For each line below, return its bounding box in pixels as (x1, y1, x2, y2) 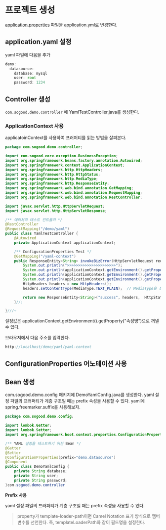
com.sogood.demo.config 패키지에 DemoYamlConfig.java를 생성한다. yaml (5, 392, 154, 398)
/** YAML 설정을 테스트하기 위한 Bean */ (5, 441, 82, 446)
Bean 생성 (5, 378, 35, 386)
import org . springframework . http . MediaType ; (5, 177, 98, 181)
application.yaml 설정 (5, 38, 72, 46)
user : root (14, 75, 37, 81)
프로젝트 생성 (5, 4, 55, 16)
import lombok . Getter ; (5, 423, 52, 428)
